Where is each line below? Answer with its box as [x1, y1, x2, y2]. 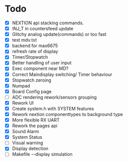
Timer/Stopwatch [12, 54, 48, 60]
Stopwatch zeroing [12, 77, 51, 83]
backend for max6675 [12, 43, 58, 49]
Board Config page [12, 88, 52, 94]
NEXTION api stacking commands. [12, 20, 84, 26]
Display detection [12, 145, 49, 152]
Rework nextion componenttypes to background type [12, 111, 123, 117]
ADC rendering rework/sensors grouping [12, 94, 97, 100]
